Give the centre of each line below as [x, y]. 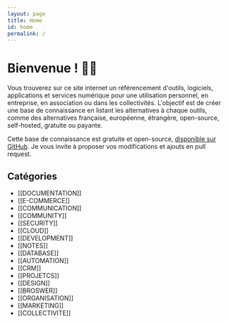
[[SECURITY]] [37, 223]
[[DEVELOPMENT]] [45, 238]
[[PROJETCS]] [38, 275]
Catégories [32, 176]
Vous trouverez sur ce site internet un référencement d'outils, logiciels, [110, 88]
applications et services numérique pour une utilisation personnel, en [108, 95]
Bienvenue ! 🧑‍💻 [52, 68]
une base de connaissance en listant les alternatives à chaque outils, [107, 111]
